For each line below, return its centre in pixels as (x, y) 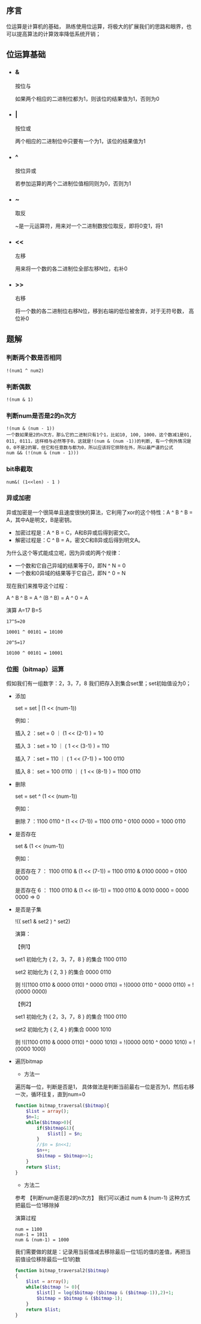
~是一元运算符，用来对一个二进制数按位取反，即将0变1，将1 (89, 226)
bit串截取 (19, 469)
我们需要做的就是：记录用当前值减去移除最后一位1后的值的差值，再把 (100, 1251)
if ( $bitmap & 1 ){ (56, 1128)
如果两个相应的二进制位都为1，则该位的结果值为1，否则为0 (87, 98)
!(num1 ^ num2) (25, 371)
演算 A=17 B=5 (24, 610)
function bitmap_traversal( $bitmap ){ (62, 1106)
